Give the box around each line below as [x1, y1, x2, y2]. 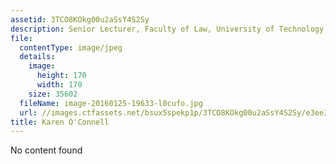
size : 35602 [28, 89, 78, 99]
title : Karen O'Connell [10, 117, 110, 127]
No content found [10, 144, 83, 156]
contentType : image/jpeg [19, 42, 123, 53]
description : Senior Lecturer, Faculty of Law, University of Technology [10, 24, 325, 34]
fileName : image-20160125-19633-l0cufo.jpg [19, 98, 203, 108]
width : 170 [36, 80, 83, 90]
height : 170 [36, 71, 87, 81]
